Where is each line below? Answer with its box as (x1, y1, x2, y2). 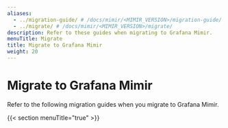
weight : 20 (7, 49, 38, 55)
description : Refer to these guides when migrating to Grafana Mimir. (7, 29, 213, 36)
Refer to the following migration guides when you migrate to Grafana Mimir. (7, 100, 219, 108)
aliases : (7, 10, 32, 17)
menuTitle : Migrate (7, 36, 63, 42)
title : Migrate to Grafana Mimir (7, 42, 103, 49)
